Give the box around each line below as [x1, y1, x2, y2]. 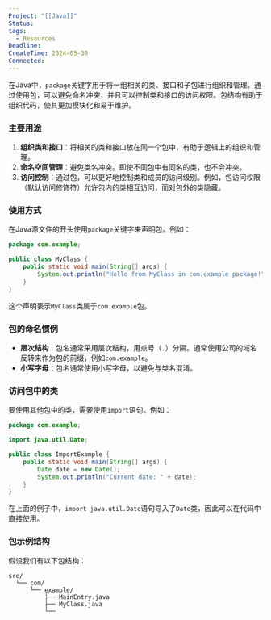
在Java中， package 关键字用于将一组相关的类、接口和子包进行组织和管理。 [8, 80, 255, 90]
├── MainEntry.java [44, 593, 110, 601]
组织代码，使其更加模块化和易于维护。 [8, 100, 135, 110]
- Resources [15, 34, 56, 43]
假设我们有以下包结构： [8, 555, 86, 565]
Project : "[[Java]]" [8, 11, 78, 20]
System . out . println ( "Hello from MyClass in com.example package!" [37, 270, 265, 279]
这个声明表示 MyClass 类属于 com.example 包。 [8, 300, 152, 311]
